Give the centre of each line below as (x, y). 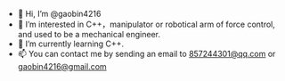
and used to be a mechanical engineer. (89, 34)
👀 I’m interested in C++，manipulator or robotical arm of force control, (147, 24)
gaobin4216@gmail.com (62, 66)
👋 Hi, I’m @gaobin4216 (59, 14)
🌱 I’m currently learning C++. (71, 44)
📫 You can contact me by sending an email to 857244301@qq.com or (147, 54)
